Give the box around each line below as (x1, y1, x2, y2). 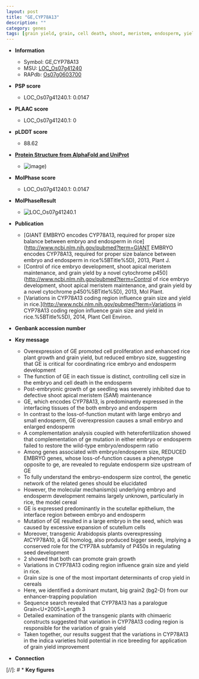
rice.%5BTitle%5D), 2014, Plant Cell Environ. (23, 313, 132, 320)
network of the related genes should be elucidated (23, 480, 147, 487)
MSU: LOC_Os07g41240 (23, 65, 82, 72)
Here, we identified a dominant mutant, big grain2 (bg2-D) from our (23, 587, 188, 594)
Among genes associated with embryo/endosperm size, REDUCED (23, 448, 187, 456)
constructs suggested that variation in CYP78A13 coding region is (23, 618, 184, 625)
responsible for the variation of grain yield (23, 625, 126, 632)
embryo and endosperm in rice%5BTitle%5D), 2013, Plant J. (23, 257, 171, 264)
